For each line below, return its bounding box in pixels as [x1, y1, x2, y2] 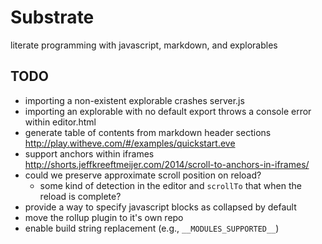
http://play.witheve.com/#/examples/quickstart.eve [24, 137, 236, 149]
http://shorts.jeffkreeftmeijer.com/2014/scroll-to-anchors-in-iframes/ [24, 158, 310, 170]
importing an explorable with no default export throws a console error [24, 105, 312, 117]
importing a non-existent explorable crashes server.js [24, 94, 245, 106]
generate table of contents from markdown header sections [24, 126, 272, 138]
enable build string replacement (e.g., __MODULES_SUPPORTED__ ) [24, 222, 280, 234]
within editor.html [24, 116, 97, 128]
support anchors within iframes [24, 147, 155, 160]
